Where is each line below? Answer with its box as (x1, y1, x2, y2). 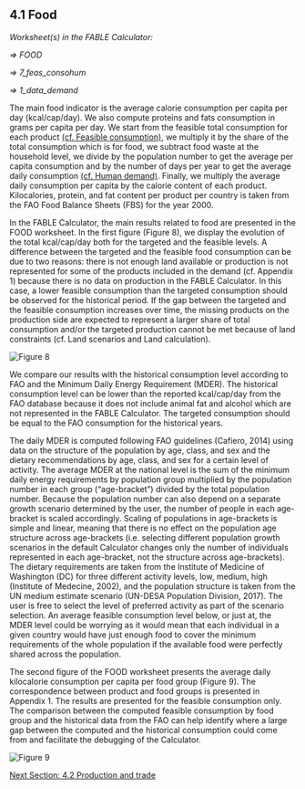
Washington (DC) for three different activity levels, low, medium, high (9, 571, 269, 582)
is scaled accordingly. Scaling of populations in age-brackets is (39, 512, 278, 523)
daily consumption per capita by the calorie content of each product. (9, 180, 268, 191)
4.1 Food (9, 7, 57, 23)
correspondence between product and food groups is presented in (9, 685, 260, 697)
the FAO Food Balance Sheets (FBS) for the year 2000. (9, 199, 214, 210)
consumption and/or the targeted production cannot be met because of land (9, 323, 296, 334)
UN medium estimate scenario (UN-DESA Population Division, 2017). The (9, 590, 284, 601)
